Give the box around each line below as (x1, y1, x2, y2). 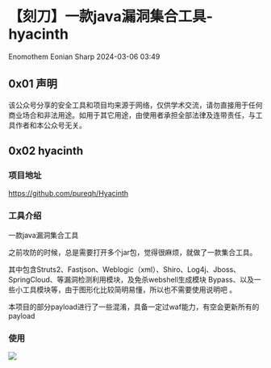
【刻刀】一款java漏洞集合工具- (8, 7, 214, 26)
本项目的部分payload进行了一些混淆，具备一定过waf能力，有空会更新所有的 (8, 302, 260, 312)
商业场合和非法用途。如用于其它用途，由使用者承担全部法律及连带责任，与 (8, 110, 256, 119)
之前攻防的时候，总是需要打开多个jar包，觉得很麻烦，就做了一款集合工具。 (8, 247, 257, 257)
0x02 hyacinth (8, 144, 83, 158)
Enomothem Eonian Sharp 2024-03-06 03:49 (8, 52, 161, 61)
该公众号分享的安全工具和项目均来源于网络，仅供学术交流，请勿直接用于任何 (8, 100, 263, 110)
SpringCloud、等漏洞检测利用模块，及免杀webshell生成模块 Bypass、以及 (8, 274, 254, 284)
